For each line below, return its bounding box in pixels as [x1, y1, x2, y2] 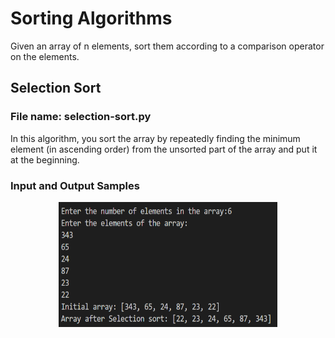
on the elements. [10, 50, 80, 62]
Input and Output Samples [10, 178, 140, 192]
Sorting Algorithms [10, 7, 173, 30]
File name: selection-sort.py [10, 110, 152, 124]
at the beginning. [10, 153, 80, 166]
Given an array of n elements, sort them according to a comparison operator [10, 40, 325, 52]
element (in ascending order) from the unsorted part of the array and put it [10, 143, 318, 155]
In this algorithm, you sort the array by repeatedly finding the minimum [10, 132, 301, 144]
